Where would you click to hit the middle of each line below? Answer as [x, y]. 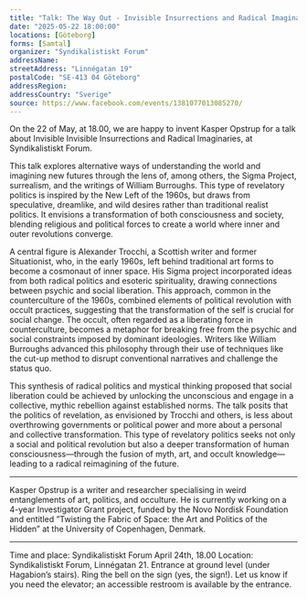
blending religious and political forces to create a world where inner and [145, 224]
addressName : [34, 60]
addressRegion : [38, 86]
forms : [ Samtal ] [40, 43]
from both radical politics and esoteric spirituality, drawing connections [143, 281]
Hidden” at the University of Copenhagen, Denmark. [108, 529]
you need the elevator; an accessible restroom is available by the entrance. [151, 584]
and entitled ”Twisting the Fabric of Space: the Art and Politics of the [138, 519]
